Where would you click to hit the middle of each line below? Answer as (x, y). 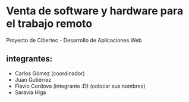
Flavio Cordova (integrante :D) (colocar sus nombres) (80, 86)
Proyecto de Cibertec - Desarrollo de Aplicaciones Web (74, 40)
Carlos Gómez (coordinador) (50, 73)
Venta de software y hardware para (95, 11)
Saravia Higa (30, 92)
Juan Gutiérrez (33, 79)
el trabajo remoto (49, 24)
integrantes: (29, 59)
